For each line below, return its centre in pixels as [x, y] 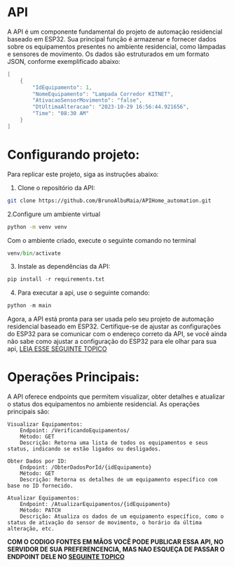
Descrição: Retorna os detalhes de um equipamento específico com [119, 480]
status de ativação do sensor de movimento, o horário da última [104, 523]
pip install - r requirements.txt [56, 279]
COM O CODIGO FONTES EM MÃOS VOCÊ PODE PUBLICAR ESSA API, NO [116, 542]
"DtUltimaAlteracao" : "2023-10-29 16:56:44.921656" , [111, 107]
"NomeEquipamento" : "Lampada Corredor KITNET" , [103, 94]
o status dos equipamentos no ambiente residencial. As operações [104, 404]
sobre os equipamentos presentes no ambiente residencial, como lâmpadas [117, 46]
